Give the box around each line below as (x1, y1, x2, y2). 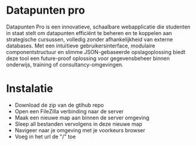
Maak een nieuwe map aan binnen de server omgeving (14, 114, 150, 121)
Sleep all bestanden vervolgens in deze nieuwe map (14, 120, 143, 128)
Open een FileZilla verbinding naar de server (14, 107, 124, 115)
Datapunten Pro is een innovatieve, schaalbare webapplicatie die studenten (6, 23, 191, 30)
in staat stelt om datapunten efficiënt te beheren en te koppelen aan (6, 29, 172, 36)
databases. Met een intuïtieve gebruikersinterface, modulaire (6, 42, 156, 49)
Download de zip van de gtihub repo (14, 101, 104, 109)
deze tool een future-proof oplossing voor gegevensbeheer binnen (6, 55, 170, 62)
